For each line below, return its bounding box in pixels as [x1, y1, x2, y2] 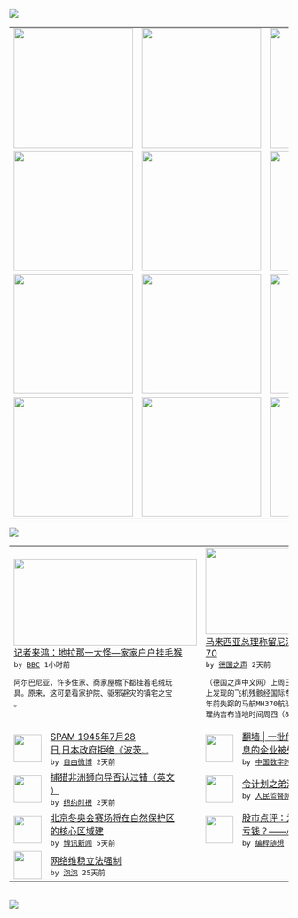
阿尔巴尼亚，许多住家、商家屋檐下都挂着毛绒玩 [13, 677, 173, 687]
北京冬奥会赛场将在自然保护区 [50, 812, 176, 824]
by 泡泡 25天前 [50, 867, 106, 877]
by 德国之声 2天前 [205, 660, 271, 669]
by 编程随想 [242, 839, 285, 848]
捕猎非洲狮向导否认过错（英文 [50, 771, 176, 783]
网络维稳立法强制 [50, 854, 122, 866]
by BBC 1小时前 [13, 659, 71, 669]
